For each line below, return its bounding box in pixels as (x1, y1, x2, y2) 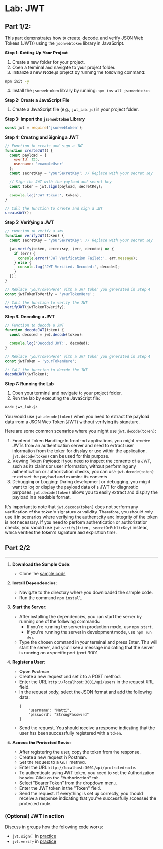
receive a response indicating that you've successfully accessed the (19, 796, 157, 801)
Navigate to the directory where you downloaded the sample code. (19, 589, 153, 595)
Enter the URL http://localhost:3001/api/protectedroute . (19, 764, 137, 770)
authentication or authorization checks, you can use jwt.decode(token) (12, 469, 154, 474)
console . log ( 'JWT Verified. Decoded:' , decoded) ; (17, 265, 120, 270)
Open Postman (19, 668, 49, 674)
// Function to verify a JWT (5, 229, 64, 234)
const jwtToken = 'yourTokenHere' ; (5, 358, 77, 364)
